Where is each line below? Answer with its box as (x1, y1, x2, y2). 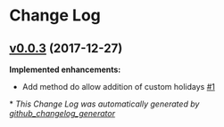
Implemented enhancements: (9, 64, 121, 75)
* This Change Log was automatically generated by (9, 99, 200, 109)
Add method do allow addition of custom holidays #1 (21, 82, 216, 91)
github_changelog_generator (9, 108, 116, 118)
